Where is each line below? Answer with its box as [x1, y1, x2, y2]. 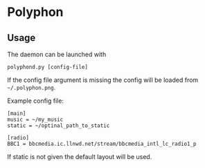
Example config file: [7, 96, 64, 105]
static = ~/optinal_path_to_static [7, 122, 110, 129]
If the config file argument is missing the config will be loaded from [7, 76, 199, 84]
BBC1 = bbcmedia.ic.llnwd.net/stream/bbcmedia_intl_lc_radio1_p [7, 140, 197, 147]
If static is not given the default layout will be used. [7, 153, 152, 160]
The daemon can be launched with [7, 50, 107, 58]
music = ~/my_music [7, 116, 64, 123]
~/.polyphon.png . [7, 83, 56, 91]
